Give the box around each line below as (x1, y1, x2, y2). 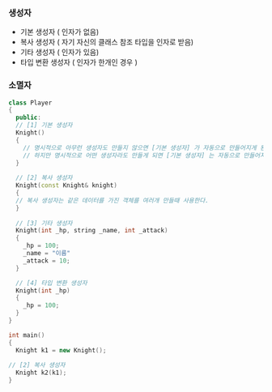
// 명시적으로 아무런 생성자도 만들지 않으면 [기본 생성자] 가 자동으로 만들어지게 (23, 143, 257, 151)
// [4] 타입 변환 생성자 (15, 279, 87, 287)
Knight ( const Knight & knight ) (15, 181, 117, 190)
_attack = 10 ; (23, 257, 70, 265)
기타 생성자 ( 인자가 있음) (19, 47, 100, 58)
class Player (8, 99, 53, 107)
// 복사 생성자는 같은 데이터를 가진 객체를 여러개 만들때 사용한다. (15, 196, 209, 204)
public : (15, 113, 42, 122)
